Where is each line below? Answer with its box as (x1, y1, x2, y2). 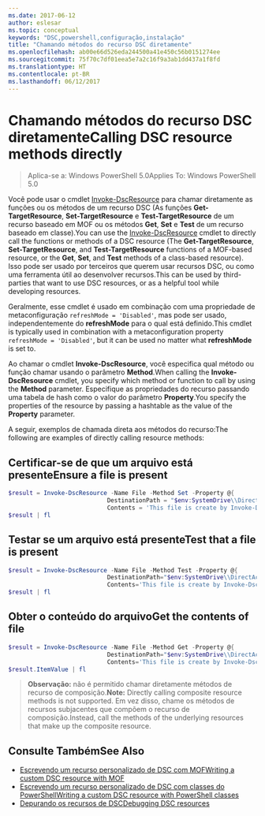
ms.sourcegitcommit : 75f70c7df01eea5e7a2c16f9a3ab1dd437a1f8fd (8, 56, 221, 64)
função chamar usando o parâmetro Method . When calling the (8, 367, 210, 377)
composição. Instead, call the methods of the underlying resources (27, 713, 244, 722)
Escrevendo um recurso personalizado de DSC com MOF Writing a (19, 766, 235, 775)
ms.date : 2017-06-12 (8, 11, 77, 20)
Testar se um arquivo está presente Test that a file (8, 533, 256, 546)
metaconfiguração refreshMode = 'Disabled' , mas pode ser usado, (8, 311, 227, 320)
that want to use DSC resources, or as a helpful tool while (32, 278, 219, 288)
